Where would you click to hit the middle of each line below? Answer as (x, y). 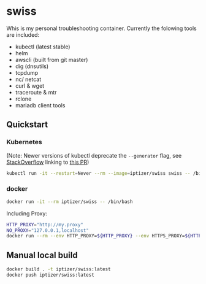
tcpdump (27, 72)
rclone (23, 99)
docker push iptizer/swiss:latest (51, 275)
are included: (23, 34)
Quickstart (27, 125)
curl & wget (30, 86)
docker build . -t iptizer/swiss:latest (59, 269)
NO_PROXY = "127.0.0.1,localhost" (48, 230)
